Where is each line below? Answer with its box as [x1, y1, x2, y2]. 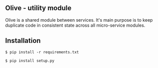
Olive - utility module [5, 4, 72, 12]
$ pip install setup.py [5, 58, 55, 63]
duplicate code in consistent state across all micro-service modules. [5, 22, 146, 28]
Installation [5, 36, 41, 45]
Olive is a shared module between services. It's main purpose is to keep [5, 17, 153, 23]
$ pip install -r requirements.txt [5, 49, 79, 55]
